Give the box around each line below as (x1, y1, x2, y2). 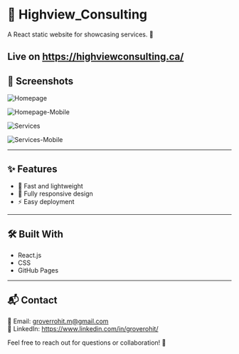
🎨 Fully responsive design (17, 189, 94, 198)
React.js (17, 251, 42, 259)
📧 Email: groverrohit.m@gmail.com (7, 317, 109, 325)
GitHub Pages (17, 265, 59, 274)
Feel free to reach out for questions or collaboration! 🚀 (7, 338, 166, 347)
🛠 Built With (7, 228, 64, 241)
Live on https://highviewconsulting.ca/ (7, 51, 184, 63)
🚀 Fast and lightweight (17, 181, 83, 190)
